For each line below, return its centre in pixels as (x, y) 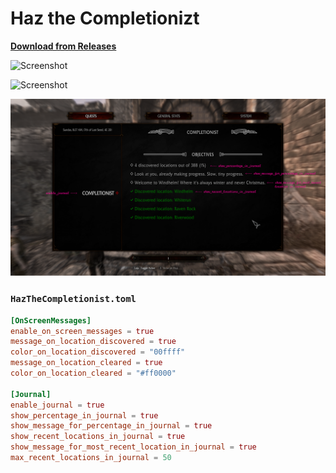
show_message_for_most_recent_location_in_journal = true (133, 447)
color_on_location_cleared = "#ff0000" (93, 373)
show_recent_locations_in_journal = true (98, 437)
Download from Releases (63, 46)
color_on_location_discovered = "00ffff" (98, 352)
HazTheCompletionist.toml (73, 299)
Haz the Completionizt (105, 18)
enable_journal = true (57, 405)
